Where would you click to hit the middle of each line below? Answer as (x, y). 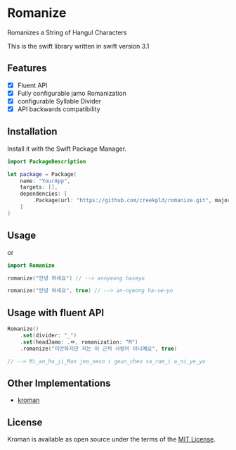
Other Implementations (59, 383)
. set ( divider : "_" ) (48, 335)
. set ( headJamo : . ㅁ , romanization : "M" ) (79, 342)
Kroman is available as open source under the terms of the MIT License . (111, 439)
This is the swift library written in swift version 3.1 (78, 46)
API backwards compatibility (59, 109)
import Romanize (31, 265)
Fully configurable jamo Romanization (72, 93)
